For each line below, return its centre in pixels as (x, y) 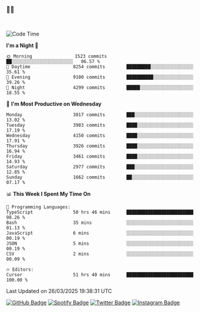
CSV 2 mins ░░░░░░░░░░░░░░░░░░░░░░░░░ (100, 254)
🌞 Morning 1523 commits (57, 57)
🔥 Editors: (20, 270)
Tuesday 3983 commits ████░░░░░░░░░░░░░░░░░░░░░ (100, 125)
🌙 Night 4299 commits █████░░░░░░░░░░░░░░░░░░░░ (100, 88)
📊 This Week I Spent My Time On (48, 194)
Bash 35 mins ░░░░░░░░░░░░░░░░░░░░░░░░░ (100, 223)
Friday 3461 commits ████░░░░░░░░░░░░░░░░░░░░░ (100, 157)
